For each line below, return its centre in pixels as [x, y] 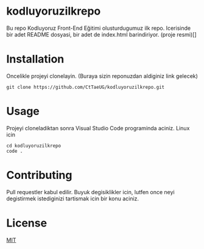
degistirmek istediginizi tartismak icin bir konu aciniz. [72, 198]
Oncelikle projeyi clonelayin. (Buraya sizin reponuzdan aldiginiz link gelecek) [102, 76]
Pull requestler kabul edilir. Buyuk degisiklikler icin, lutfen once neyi [90, 192]
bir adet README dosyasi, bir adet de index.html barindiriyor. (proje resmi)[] [101, 34]
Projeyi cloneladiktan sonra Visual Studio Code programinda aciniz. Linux [98, 128]
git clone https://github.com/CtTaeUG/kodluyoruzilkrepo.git [86, 87]
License [27, 223]
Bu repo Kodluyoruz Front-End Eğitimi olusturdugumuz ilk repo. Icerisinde [98, 28]
